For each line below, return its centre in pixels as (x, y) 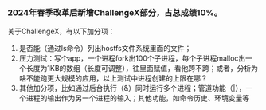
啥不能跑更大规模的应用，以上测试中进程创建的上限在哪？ (113, 78)
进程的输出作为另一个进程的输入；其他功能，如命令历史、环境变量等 (138, 98)
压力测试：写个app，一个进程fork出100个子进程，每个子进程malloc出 (132, 58)
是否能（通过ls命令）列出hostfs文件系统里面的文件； (105, 49)
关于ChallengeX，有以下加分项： (61, 31)
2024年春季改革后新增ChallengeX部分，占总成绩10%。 (115, 12)
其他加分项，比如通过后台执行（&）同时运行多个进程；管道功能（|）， (132, 88)
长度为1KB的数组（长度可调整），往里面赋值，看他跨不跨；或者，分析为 (142, 69)
